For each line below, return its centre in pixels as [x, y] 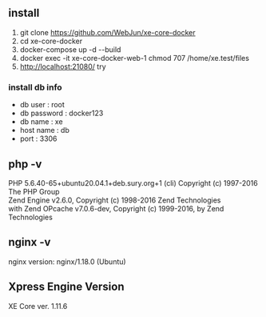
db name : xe [41, 122]
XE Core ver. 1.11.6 [38, 306]
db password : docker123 [62, 113]
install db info [35, 87]
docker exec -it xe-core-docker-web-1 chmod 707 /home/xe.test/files [135, 58]
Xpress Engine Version [66, 287]
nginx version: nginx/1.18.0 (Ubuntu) [67, 261]
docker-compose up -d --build [70, 49]
